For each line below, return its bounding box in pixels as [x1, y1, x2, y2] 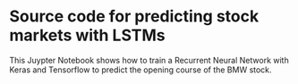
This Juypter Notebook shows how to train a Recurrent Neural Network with [9, 55, 289, 65]
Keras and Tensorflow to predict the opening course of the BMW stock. [9, 64, 272, 75]
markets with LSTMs [9, 25, 166, 46]
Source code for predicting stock [9, 6, 260, 27]
